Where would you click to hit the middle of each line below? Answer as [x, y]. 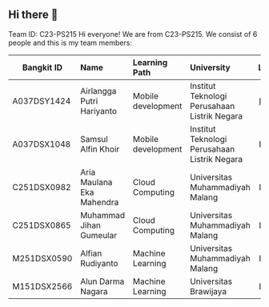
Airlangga [98, 91]
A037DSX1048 [42, 143]
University [210, 67]
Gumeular [98, 235]
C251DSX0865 [42, 225]
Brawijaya [208, 291]
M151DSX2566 [42, 286]
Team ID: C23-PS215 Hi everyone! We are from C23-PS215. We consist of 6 [133, 34]
